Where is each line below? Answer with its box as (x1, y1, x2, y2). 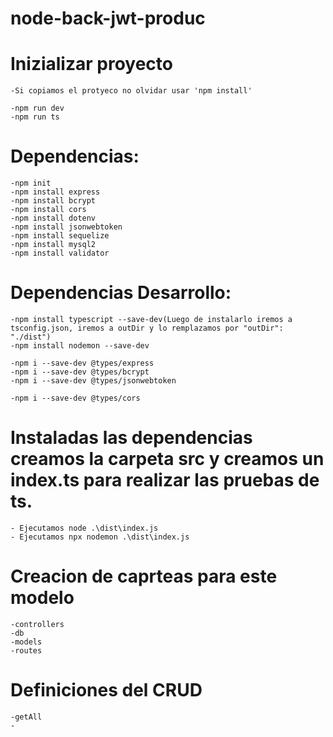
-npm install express (10, 187, 101, 197)
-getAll (10, 712, 43, 722)
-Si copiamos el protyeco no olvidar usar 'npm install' (10, 86, 253, 96)
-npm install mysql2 (10, 240, 97, 250)
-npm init (10, 178, 52, 189)
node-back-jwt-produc (10, 7, 206, 30)
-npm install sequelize (10, 231, 110, 241)
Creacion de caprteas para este (10, 565, 278, 588)
